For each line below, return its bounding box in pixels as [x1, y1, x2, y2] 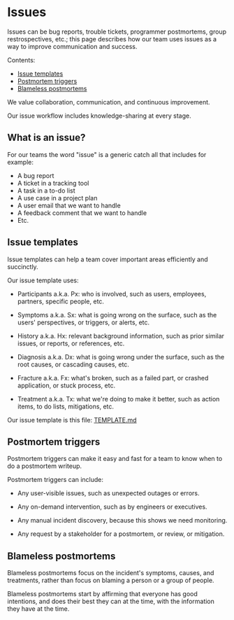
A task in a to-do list [17, 186, 75, 195]
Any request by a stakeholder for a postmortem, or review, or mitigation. [17, 530, 225, 538]
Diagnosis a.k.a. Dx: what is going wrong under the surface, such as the [17, 352, 225, 361]
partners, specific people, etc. [17, 297, 105, 305]
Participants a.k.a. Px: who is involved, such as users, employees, [17, 289, 207, 298]
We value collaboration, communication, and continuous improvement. [7, 97, 211, 106]
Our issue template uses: [7, 276, 79, 284]
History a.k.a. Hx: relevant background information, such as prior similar [17, 331, 225, 340]
